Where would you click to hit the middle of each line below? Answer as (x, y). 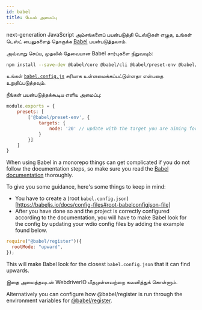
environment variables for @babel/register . (59, 300)
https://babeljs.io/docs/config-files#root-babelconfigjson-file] (94, 205)
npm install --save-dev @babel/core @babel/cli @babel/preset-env (91, 65)
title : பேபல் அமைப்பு (32, 17)
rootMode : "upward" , (37, 247)
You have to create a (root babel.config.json (71, 198)
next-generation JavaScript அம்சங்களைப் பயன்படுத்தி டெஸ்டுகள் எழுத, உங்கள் (99, 34)
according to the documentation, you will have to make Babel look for (101, 217)
